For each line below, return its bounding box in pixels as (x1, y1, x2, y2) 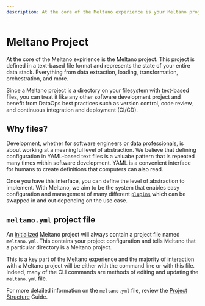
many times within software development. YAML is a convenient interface (6, 159, 191, 166)
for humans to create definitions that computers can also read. (6, 166, 164, 173)
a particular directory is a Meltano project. (6, 244, 112, 251)
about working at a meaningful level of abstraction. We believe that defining (6, 146, 196, 154)
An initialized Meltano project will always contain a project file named (6, 231, 180, 238)
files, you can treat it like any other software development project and (6, 93, 181, 101)
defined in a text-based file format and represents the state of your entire (6, 62, 190, 69)
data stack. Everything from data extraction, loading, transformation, (6, 68, 179, 76)
